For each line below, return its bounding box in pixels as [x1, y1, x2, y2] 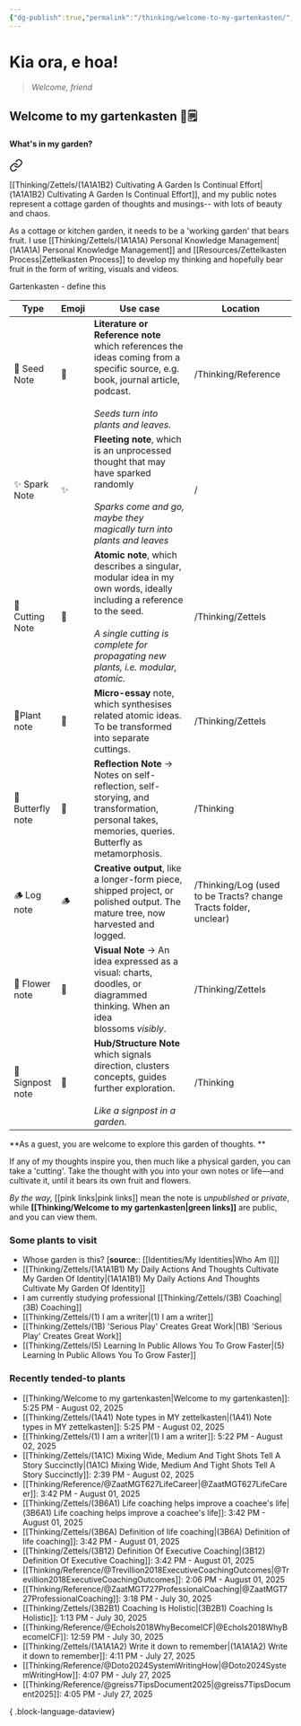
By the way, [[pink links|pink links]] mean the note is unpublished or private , [9, 1193, 289, 1203]
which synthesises [93, 698, 172, 710]
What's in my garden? [9, 138, 93, 149]
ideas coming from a [93, 351, 181, 364]
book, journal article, [93, 374, 181, 386]
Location [221, 303, 260, 315]
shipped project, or [93, 885, 174, 897]
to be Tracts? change [193, 890, 284, 903]
